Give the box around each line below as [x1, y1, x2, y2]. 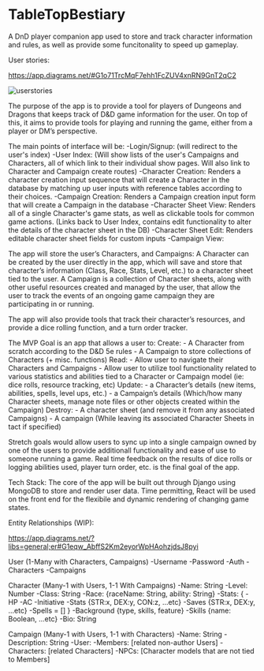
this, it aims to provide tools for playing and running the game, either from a [8, 117, 253, 127]
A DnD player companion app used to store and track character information [8, 32, 253, 41]
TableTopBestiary [8, 6, 126, 24]
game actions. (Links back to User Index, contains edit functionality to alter [8, 217, 252, 226]
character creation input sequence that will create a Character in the [8, 175, 230, 185]
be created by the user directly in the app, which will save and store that [8, 257, 243, 267]
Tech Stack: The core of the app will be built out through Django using [8, 477, 236, 486]
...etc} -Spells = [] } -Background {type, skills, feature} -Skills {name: [8, 606, 231, 615]
